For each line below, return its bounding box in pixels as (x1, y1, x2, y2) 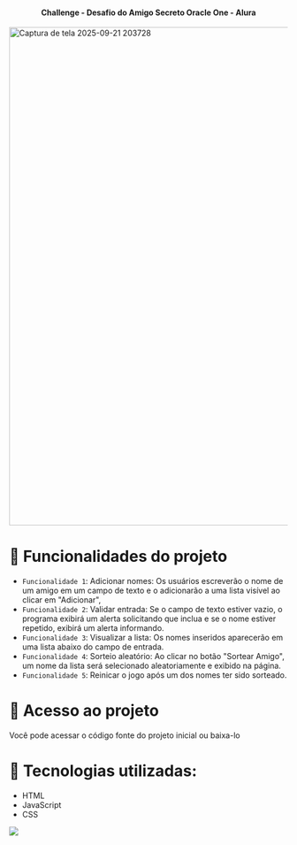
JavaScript (21, 800, 62, 810)
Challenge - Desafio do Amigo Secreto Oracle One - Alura (41, 7, 256, 18)
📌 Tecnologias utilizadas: (9, 761, 197, 781)
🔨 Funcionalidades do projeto (9, 547, 228, 566)
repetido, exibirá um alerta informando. (21, 623, 165, 634)
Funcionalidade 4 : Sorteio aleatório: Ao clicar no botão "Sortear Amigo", (21, 651, 286, 662)
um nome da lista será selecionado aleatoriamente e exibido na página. (21, 660, 281, 672)
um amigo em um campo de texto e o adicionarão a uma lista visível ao (21, 585, 281, 596)
